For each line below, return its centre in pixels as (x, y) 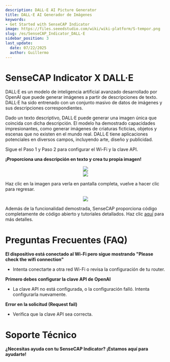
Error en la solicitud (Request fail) (41, 304)
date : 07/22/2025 (28, 48)
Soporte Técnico (41, 335)
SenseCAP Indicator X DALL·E (69, 78)
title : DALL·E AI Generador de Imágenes (49, 15)
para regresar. (20, 189)
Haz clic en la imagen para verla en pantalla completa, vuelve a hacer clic (82, 184)
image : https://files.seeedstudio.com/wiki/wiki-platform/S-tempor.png (83, 29)
